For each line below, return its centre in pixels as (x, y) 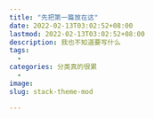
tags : (19, 51)
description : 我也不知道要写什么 (65, 42)
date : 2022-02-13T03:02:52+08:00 (71, 26)
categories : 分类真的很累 (53, 67)
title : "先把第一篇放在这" (54, 17)
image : (21, 83)
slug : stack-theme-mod (51, 91)
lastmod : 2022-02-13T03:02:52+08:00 (77, 34)
